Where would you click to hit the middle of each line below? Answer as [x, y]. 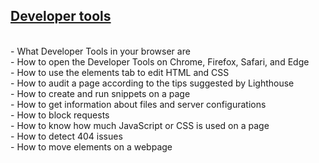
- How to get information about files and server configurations [138, 104]
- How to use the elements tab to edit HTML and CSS [120, 72]
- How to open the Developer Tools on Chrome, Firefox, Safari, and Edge [160, 61]
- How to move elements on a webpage [91, 146]
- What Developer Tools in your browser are [100, 51]
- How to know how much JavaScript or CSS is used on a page [140, 125]
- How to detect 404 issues [66, 136]
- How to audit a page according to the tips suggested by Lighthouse [152, 83]
